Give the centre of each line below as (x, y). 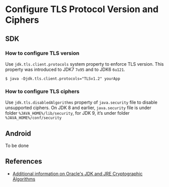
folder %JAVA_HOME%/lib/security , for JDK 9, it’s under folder (67, 113)
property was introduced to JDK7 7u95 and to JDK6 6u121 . (65, 69)
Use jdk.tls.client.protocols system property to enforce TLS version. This (84, 64)
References (24, 161)
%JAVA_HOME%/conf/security (33, 118)
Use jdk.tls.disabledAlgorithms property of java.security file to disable (81, 103)
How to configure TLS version (42, 53)
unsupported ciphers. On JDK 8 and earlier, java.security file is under (78, 108)
